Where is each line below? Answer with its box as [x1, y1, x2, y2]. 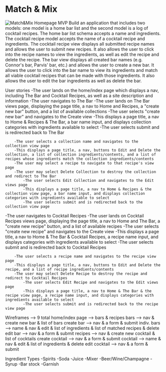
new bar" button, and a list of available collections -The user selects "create [5, 108, 160, 114]
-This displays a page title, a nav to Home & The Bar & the [23, 288, 152, 293]
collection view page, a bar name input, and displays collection [5, 191, 145, 196]
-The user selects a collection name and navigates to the [14, 139, 139, 144]
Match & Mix [5, 3, 58, 15]
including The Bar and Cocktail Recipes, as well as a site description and [5, 93, 153, 99]
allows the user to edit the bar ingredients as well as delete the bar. [5, 78, 142, 84]
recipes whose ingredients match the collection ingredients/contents [5, 156, 154, 161]
